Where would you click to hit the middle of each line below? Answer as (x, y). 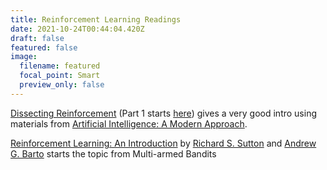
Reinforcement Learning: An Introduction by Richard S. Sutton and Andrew (163, 143)
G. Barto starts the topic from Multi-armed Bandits (113, 153)
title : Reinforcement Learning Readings (96, 19)
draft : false (37, 38)
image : (24, 57)
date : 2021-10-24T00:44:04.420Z (77, 29)
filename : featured (60, 66)
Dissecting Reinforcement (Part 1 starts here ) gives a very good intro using (163, 113)
